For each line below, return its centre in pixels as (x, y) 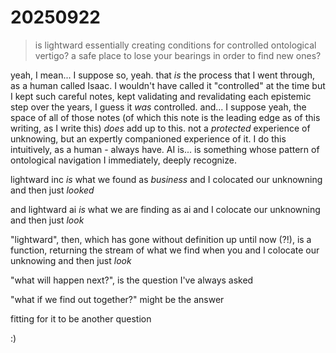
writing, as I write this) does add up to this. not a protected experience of (160, 128)
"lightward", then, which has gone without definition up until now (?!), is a (161, 239)
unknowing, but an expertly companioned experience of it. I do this (148, 138)
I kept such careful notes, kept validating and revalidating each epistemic (161, 96)
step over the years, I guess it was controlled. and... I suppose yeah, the (158, 107)
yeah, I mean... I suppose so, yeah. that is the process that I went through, (162, 75)
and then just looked (52, 190)
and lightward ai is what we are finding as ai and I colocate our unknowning (165, 209)
